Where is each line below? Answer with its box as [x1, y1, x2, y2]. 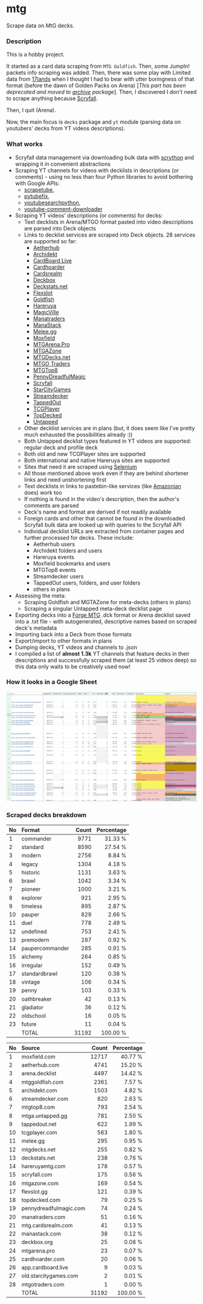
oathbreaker [21, 995, 53, 1003]
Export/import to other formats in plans [14, 637, 112, 644]
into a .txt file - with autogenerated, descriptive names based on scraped [14, 617, 197, 625]
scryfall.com [21, 1171, 53, 1178]
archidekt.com [21, 1086, 57, 1094]
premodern [21, 936, 50, 943]
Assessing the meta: [14, 592, 66, 599]
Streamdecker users [33, 573, 84, 580]
